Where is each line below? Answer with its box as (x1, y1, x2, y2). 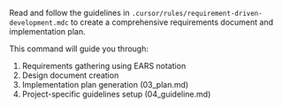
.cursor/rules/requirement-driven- (131, 9, 263, 18)
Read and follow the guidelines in (9, 8, 130, 18)
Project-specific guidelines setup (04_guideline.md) (21, 89, 211, 99)
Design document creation (21, 70, 119, 81)
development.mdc (9, 19, 69, 27)
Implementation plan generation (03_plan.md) (21, 80, 189, 89)
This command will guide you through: (9, 43, 149, 54)
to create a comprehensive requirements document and (70, 17, 274, 27)
